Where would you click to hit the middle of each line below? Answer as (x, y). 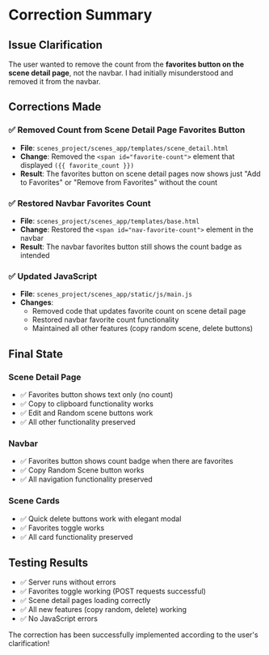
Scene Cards (34, 501)
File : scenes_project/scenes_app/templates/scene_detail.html (124, 148)
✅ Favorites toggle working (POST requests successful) (113, 591)
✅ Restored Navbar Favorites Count (80, 203)
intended (35, 255)
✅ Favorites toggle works (62, 528)
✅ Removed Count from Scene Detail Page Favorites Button (127, 130)
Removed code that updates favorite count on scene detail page (139, 311)
